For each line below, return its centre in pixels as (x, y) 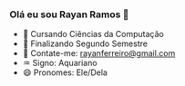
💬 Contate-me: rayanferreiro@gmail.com (99, 53)
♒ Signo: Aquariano (60, 63)
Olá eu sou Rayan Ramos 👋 (69, 14)
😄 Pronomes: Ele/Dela (65, 72)
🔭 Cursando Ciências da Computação (93, 34)
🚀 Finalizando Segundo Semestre (85, 43)
